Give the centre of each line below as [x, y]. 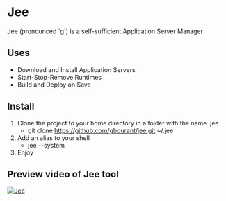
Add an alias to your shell [54, 138]
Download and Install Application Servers [76, 69]
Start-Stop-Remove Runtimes [59, 77]
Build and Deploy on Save [54, 85]
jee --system [46, 145]
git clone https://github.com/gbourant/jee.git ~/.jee [100, 130]
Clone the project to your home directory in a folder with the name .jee [118, 123]
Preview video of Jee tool [63, 174]
